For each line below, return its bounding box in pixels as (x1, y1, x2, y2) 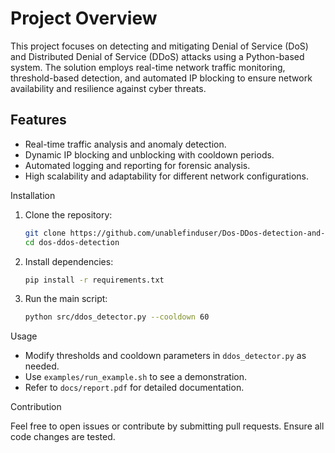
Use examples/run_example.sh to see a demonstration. (24, 371, 247, 383)
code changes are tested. (10, 431, 116, 443)
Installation (10, 189, 56, 201)
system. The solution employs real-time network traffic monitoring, (10, 61, 286, 73)
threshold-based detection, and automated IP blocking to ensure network (10, 72, 313, 84)
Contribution (10, 401, 62, 413)
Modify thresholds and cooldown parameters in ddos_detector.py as (24, 350, 307, 362)
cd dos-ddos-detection (24, 237, 120, 247)
